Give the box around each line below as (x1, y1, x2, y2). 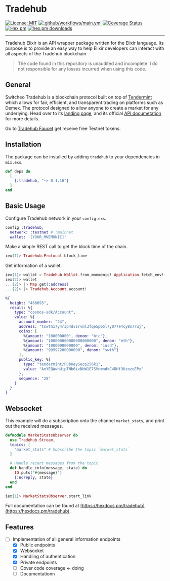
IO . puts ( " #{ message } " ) (14, 470, 62, 475)
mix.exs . (5, 159, 23, 165)
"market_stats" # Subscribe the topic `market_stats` (14, 447, 130, 452)
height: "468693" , (10, 300, 49, 305)
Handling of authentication (20, 554, 76, 560)
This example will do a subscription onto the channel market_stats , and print (5, 417, 164, 424)
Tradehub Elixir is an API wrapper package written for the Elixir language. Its (5, 40, 164, 46)
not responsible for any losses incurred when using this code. (17, 65, 147, 72)
